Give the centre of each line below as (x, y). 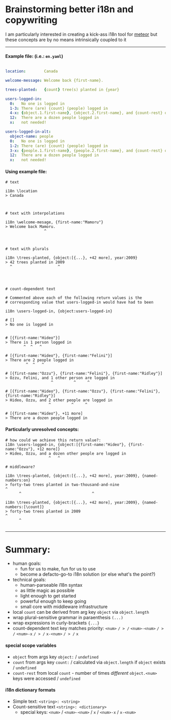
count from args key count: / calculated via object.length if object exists (89, 662)
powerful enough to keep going (53, 602)
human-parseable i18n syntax (51, 585)
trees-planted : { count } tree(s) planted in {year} (62, 89)
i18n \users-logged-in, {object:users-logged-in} (59, 311)
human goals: (27, 563)
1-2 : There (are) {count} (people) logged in (59, 146)
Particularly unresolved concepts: (42, 429)
